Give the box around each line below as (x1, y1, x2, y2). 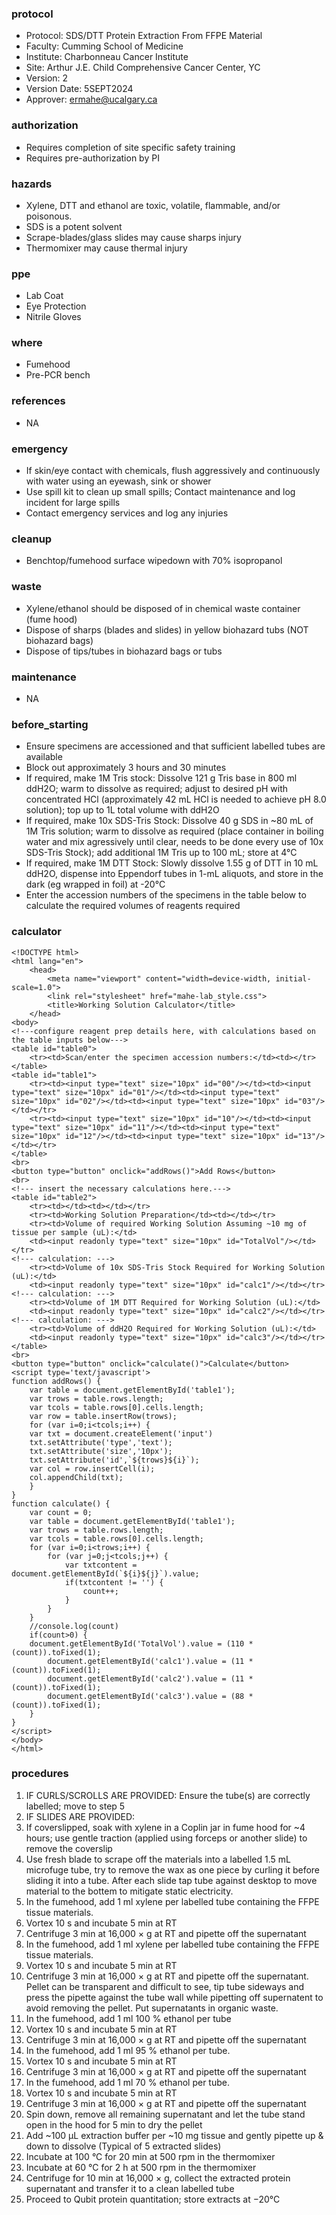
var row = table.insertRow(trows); (29, 1411, 178, 1421)
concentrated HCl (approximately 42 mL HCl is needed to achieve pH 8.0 (25, 793, 327, 806)
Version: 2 (25, 72, 69, 84)
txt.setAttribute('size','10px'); (29, 1446, 173, 1456)
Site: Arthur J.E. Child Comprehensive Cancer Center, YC (25, 62, 261, 74)
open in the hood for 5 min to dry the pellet (25, 2118, 203, 2131)
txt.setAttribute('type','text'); (29, 1437, 173, 1447)
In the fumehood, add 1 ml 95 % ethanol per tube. (25, 2044, 231, 2056)
